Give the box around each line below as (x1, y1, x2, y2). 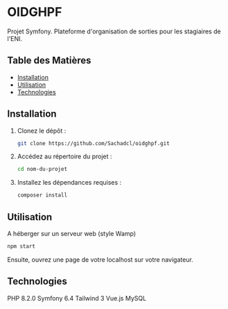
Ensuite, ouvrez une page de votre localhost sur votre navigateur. (7, 255, 194, 264)
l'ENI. (7, 34, 23, 42)
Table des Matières (7, 55, 91, 67)
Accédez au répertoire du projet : (17, 152, 112, 160)
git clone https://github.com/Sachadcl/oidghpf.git (17, 140, 170, 147)
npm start (7, 243, 36, 250)
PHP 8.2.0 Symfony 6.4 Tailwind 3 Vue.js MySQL (7, 294, 147, 302)
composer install (17, 192, 68, 199)
